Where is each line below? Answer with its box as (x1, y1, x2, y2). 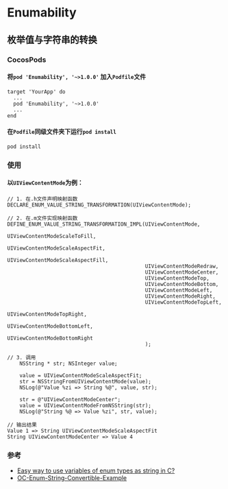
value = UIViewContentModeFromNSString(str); (19, 403, 152, 409)
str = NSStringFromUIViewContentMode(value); (19, 379, 152, 385)
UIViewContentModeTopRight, (7, 311, 88, 318)
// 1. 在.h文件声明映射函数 (7, 195, 78, 203)
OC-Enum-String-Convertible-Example (16, 474, 127, 482)
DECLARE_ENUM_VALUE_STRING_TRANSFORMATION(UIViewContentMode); (7, 202, 192, 208)
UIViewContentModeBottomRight (7, 335, 94, 342)
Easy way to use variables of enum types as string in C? (16, 466, 175, 475)
